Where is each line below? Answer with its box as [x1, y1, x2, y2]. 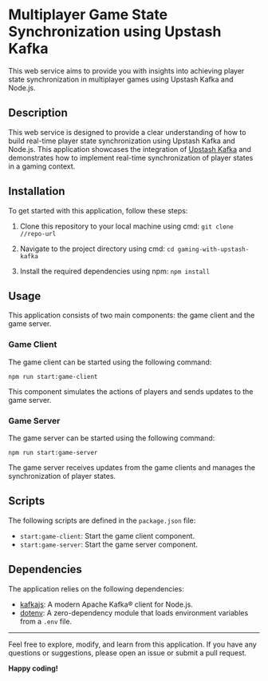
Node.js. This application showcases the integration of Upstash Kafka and [8, 144, 251, 153]
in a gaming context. [8, 161, 76, 171]
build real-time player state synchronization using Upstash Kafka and [8, 136, 235, 145]
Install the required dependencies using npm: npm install [19, 266, 210, 276]
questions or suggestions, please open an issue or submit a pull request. [8, 647, 247, 657]
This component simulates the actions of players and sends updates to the [8, 386, 254, 396]
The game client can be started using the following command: [8, 357, 212, 367]
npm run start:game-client [8, 372, 98, 380]
